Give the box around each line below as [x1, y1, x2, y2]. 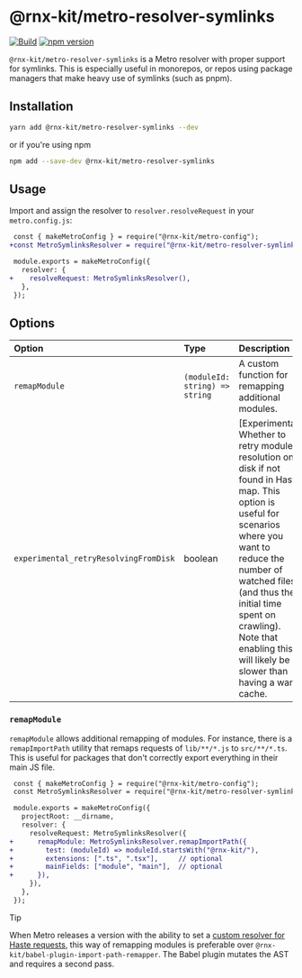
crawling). [238, 620, 281, 633]
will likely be [238, 654, 290, 666]
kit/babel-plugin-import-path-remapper [9, 950, 159, 959]
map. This [238, 485, 280, 498]
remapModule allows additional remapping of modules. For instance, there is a [9, 733, 293, 744]
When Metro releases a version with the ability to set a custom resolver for [9, 929, 286, 940]
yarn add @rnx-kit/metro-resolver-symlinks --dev [9, 123, 200, 132]
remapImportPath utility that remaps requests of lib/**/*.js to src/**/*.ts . [9, 742, 288, 754]
